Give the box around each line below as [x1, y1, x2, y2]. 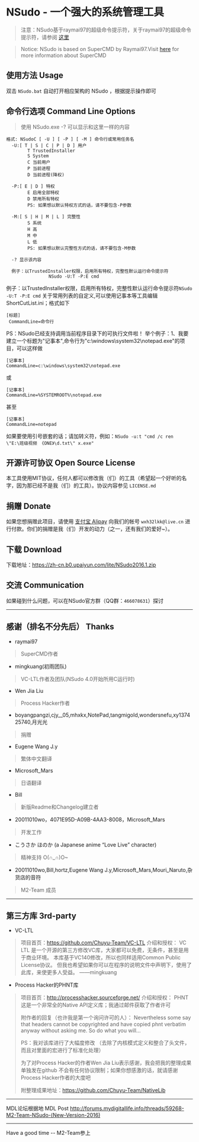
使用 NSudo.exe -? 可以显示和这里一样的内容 [20, 123, 130, 131]
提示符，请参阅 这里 [20, 33, 69, 40]
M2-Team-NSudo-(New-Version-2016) [6, 1112, 101, 1119]
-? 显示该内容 [11, 256, 42, 263]
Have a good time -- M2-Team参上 [6, 1130, 91, 1137]
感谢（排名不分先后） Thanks [6, 622, 114, 632]
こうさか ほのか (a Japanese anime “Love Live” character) [14, 841, 157, 848]
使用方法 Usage [6, 71, 64, 81]
